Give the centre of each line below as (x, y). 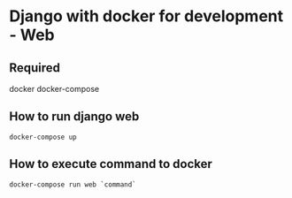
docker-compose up (43, 137)
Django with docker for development (146, 16)
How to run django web (74, 117)
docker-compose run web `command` (73, 184)
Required (35, 68)
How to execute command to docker (111, 164)
